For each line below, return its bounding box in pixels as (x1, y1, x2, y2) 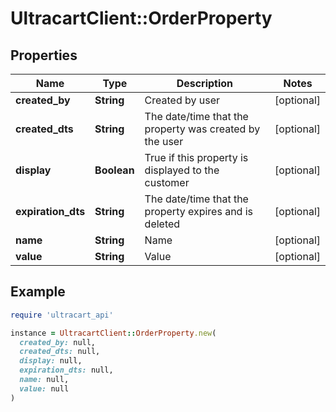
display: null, (19, 356, 83, 366)
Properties (10, 47, 78, 64)
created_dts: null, (19, 347, 101, 357)
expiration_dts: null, (19, 365, 114, 376)
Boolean (94, 163, 135, 177)
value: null (19, 383, 70, 394)
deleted (144, 217, 181, 231)
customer (144, 176, 190, 189)
